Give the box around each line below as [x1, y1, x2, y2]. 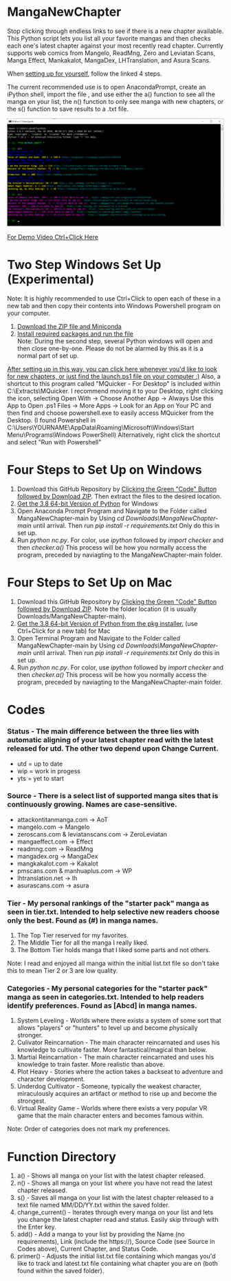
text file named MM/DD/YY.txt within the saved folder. [16, 1201, 170, 1209]
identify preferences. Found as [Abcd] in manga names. [7, 1001, 197, 1011]
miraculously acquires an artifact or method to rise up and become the [16, 1090, 217, 1098]
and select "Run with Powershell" [7, 438, 102, 446]
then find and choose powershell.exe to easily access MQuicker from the [7, 409, 214, 417]
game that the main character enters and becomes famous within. [16, 1112, 204, 1120]
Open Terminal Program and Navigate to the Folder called [16, 634, 181, 643]
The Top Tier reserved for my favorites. [16, 932, 129, 940]
